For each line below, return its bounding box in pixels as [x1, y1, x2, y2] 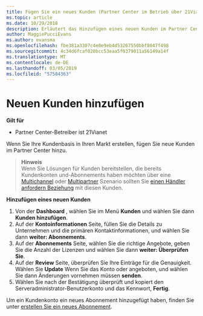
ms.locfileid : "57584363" [6, 71, 71, 77]
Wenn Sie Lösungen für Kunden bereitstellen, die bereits [21, 165, 162, 173]
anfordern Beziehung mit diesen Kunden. [21, 184, 123, 191]
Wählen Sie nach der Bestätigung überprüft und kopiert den [14, 278, 164, 286]
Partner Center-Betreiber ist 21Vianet [14, 128, 108, 136]
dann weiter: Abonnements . [14, 234, 86, 241]
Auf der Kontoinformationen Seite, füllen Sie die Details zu [14, 220, 163, 228]
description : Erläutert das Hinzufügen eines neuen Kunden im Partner [6, 25, 188, 32]
